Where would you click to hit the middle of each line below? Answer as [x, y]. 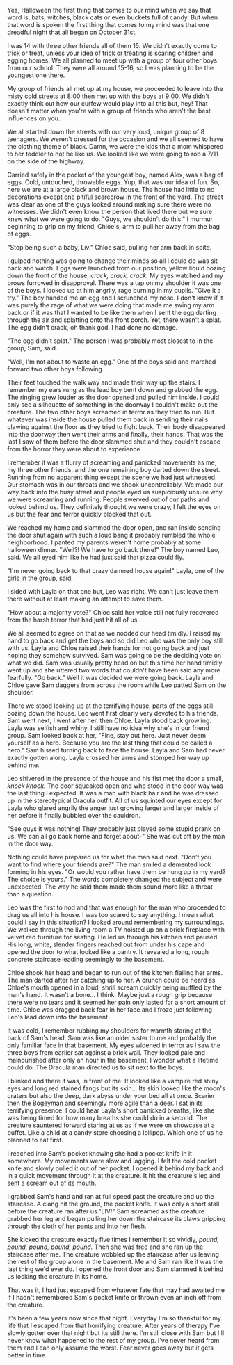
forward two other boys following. [56, 369]
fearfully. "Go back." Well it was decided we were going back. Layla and [110, 678]
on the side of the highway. [46, 161]
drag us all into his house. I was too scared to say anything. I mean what [111, 915]
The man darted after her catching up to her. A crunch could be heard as [111, 980]
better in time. [27, 1355]
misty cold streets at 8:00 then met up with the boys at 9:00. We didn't [109, 96]
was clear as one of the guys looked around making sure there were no [109, 204]
